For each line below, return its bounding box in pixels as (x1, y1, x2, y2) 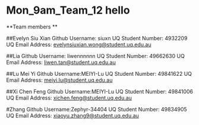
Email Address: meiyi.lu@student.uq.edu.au (6, 76, 113, 84)
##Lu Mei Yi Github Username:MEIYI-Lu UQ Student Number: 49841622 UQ (6, 70, 192, 77)
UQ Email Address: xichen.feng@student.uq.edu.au (6, 94, 132, 101)
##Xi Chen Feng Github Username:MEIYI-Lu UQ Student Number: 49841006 (6, 88, 194, 95)
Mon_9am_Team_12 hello (6, 4, 130, 17)
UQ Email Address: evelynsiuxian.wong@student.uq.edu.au (6, 41, 151, 48)
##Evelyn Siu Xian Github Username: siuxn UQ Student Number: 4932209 (6, 34, 188, 41)
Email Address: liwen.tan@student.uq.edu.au (6, 59, 116, 66)
